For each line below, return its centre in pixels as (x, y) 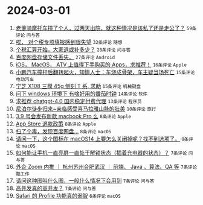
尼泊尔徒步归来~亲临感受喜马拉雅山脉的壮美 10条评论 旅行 (86, 109)
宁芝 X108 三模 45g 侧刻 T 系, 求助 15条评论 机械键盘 (78, 86)
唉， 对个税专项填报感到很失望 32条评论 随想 (69, 42)
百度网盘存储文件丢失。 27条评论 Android (65, 57)
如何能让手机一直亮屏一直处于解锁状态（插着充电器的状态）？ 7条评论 (101, 153)
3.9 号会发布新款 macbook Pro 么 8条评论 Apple (73, 116)
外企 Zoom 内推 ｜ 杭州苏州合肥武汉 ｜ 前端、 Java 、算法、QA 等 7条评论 (106, 166)
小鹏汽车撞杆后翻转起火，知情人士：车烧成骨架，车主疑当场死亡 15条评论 (105, 72)
